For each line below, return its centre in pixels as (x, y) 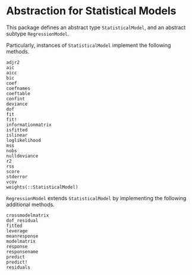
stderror (17, 176)
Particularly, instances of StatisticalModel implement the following (89, 45)
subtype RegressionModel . (38, 33)
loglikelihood (24, 140)
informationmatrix (29, 125)
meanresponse (22, 236)
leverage (17, 231)
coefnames (18, 88)
